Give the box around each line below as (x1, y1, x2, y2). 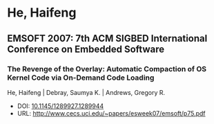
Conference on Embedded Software (7, 43, 164, 55)
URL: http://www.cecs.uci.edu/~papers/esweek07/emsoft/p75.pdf (17, 109, 206, 117)
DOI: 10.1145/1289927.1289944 (17, 102, 104, 110)
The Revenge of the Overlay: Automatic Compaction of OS (7, 64, 207, 73)
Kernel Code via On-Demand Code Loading (7, 73, 155, 82)
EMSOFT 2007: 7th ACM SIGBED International (7, 33, 208, 44)
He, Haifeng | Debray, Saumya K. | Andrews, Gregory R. (7, 88, 166, 96)
